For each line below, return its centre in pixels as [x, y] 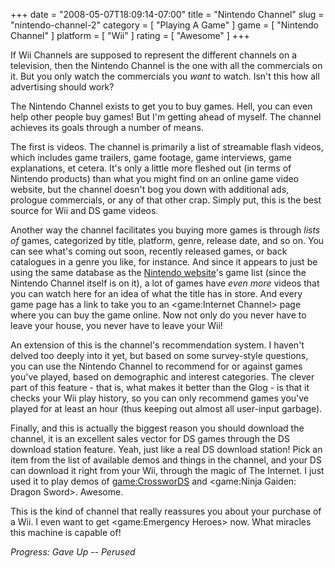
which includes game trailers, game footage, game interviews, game [151, 157]
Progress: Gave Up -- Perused [73, 552]
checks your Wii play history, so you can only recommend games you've [160, 398]
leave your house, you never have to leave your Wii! [116, 325]
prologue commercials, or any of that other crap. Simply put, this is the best [166, 200]
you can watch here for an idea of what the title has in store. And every [156, 293]
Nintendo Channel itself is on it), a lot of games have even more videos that [165, 283]
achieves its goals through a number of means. [107, 127]
